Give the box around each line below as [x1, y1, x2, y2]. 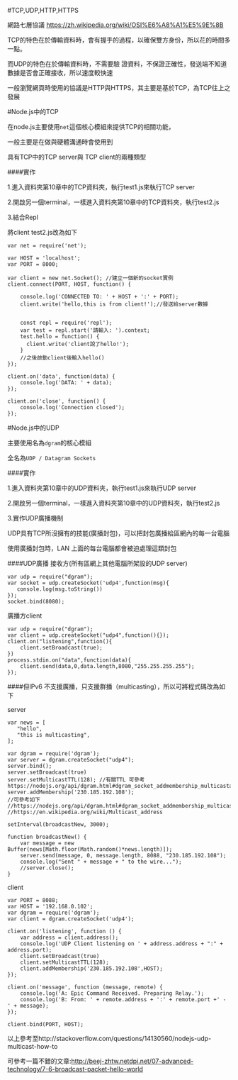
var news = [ [7, 719, 46, 726]
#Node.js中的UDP [7, 423, 59, 432]
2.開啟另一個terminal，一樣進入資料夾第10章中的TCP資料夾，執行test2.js [7, 198, 220, 206]
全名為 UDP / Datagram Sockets [7, 454, 96, 462]
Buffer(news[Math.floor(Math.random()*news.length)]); [7, 846, 173, 853]
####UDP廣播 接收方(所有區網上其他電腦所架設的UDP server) [7, 560, 188, 567]
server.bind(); [7, 762, 52, 769]
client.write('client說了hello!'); [25, 340, 130, 347]
